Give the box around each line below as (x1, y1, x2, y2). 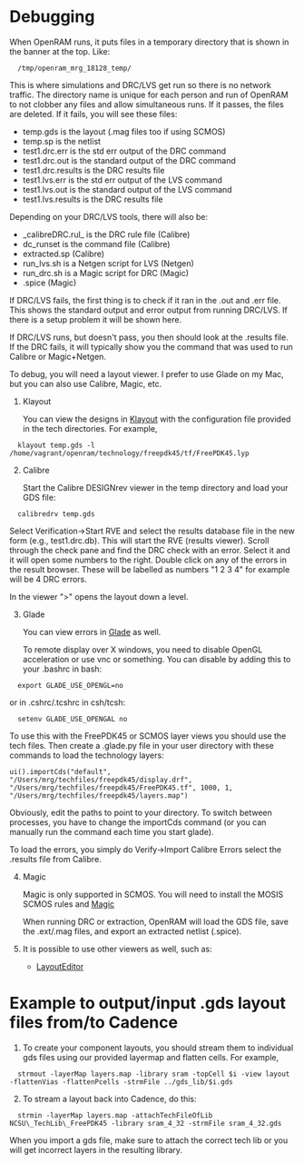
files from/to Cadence (9, 1012, 179, 1033)
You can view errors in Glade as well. (22, 626, 162, 637)
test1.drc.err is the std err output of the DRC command (22, 145, 227, 156)
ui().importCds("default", (9, 767, 112, 776)
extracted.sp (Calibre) (22, 248, 105, 259)
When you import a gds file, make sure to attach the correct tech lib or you (9, 1134, 289, 1146)
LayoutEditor (35, 960, 84, 971)
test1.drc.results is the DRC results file (22, 164, 165, 175)
